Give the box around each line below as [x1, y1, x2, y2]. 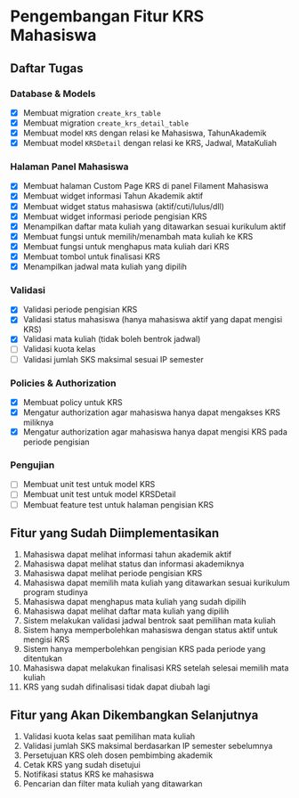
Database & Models [10, 87, 96, 100]
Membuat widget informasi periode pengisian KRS [22, 211, 207, 222]
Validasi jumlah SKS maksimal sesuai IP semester [22, 354, 204, 364]
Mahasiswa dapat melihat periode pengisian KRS [22, 568, 203, 579]
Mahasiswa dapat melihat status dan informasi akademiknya [22, 558, 245, 569]
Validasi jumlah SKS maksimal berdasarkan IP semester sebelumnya [22, 741, 273, 752]
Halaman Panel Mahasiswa [10, 160, 129, 173]
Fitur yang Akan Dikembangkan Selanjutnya [10, 707, 259, 722]
